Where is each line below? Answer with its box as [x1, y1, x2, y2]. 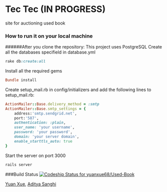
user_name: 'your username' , [14, 125, 75, 130]
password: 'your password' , [14, 129, 72, 134]
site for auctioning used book [5, 20, 66, 26]
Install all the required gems [5, 68, 62, 74]
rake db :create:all [5, 59, 46, 64]
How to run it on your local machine [5, 32, 93, 39]
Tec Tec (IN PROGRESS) [5, 3, 106, 15]
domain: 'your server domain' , [14, 134, 79, 139]
